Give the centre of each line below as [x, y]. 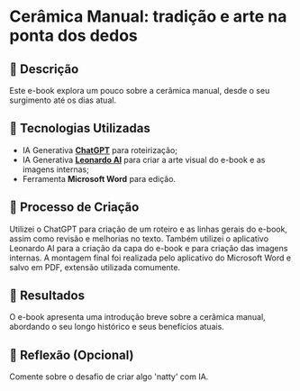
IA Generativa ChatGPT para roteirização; [100, 150]
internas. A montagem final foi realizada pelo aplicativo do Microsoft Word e [150, 258]
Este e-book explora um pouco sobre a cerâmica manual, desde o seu [140, 91]
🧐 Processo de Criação [74, 208]
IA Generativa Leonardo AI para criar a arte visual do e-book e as [144, 159]
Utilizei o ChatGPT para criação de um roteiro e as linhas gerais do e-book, [149, 229]
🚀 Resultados [47, 296]
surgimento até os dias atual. [63, 100]
